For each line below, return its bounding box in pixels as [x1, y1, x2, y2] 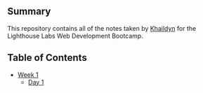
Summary [7, 6, 51, 17]
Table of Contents [7, 52, 88, 64]
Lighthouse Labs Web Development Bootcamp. [7, 31, 144, 40]
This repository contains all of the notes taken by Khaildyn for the [7, 24, 197, 32]
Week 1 [17, 70, 39, 79]
